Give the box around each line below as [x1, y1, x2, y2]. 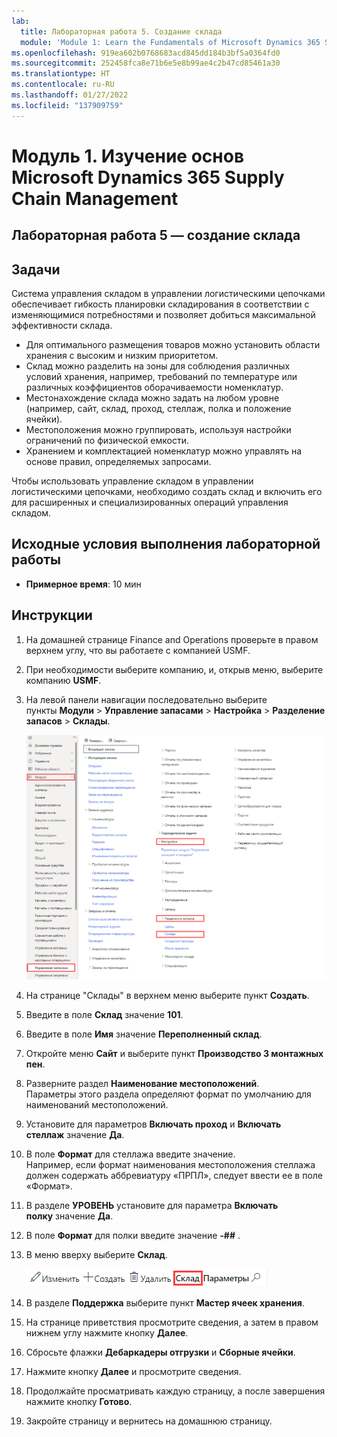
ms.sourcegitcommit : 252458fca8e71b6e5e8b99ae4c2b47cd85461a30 [11, 58, 281, 69]
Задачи [11, 261, 61, 278]
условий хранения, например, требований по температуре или [25, 371, 298, 383]
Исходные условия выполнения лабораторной [11, 536, 321, 553]
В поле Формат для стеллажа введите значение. [25, 1148, 236, 1160]
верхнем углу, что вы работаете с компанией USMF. [25, 644, 251, 656]
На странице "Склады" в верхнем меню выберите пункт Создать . [25, 990, 310, 1002]
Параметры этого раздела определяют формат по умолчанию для [25, 1088, 312, 1100]
